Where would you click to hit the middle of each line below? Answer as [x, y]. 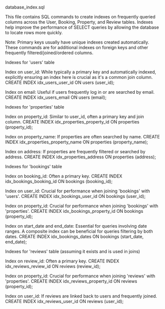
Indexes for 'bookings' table [34, 166]
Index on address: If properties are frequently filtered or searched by [75, 152]
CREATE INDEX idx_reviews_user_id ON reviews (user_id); [64, 301]
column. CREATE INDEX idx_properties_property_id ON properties [72, 122]
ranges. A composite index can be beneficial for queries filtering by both [79, 231]
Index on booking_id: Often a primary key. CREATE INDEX [64, 176]
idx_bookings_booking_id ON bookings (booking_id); [59, 181]
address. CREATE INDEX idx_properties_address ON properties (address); [81, 157]
